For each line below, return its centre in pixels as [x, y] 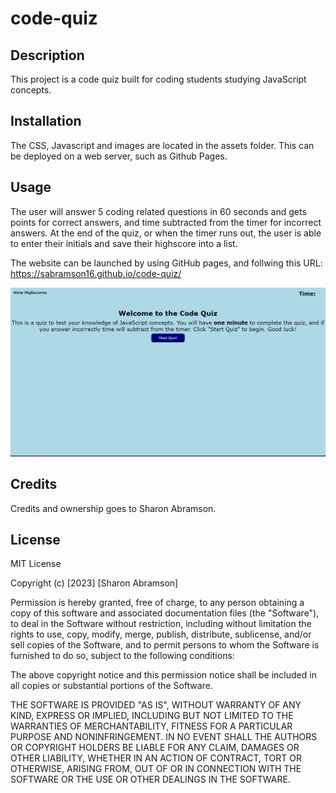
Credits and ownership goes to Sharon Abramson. [113, 508]
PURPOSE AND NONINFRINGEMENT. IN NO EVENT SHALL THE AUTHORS [164, 737]
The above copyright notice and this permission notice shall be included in [163, 675]
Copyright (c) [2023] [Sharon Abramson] [94, 583]
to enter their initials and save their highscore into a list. [124, 243]
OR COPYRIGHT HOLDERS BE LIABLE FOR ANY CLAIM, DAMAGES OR [155, 748]
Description [47, 55]
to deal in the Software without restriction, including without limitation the [161, 624]
